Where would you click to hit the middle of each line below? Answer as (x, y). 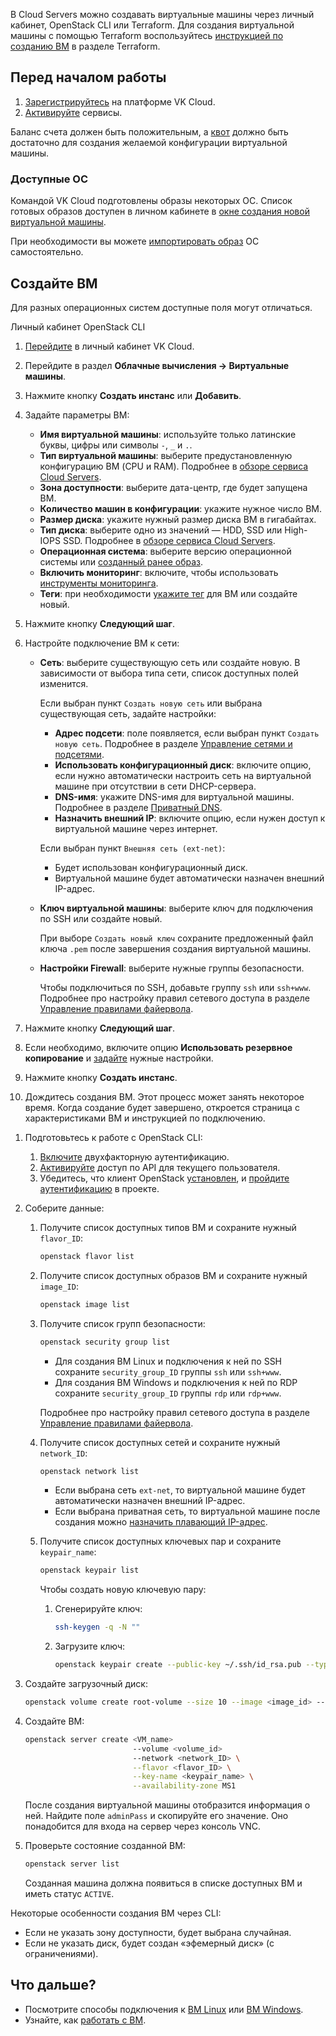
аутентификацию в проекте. (99, 1188)
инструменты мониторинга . (99, 583)
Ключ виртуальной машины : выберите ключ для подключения (176, 908)
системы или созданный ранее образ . (121, 561)
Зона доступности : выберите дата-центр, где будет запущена (173, 487)
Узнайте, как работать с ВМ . (85, 2020)
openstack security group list (105, 1342)
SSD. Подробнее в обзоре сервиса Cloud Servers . (169, 540)
